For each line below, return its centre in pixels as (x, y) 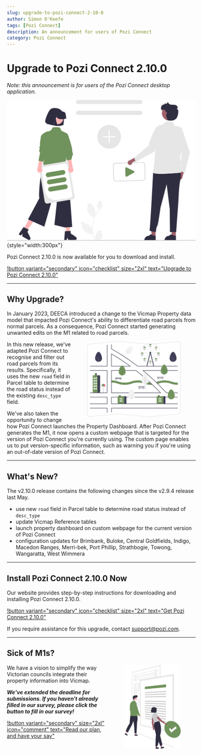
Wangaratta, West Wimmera (50, 554)
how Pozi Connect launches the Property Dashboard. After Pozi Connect (97, 426)
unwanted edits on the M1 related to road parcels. (68, 333)
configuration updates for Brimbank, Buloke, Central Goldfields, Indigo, (103, 541)
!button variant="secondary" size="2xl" (56, 723)
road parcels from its (33, 364)
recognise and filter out (36, 357)
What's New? (33, 476)
